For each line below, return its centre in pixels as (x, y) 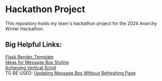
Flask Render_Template (30, 57)
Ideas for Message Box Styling (37, 62)
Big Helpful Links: (34, 45)
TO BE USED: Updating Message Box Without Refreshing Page (70, 73)
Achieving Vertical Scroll (31, 67)
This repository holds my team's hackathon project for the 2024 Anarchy (81, 23)
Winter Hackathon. (25, 28)
